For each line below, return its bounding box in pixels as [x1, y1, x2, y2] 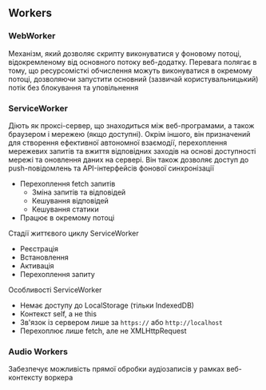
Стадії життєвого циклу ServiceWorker [8, 228, 139, 238]
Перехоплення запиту [19, 269, 96, 279]
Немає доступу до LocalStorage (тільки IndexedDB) [19, 300, 194, 310]
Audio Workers [8, 346, 68, 357]
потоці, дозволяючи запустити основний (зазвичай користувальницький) [8, 74, 259, 83]
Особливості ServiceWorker [8, 284, 102, 295]
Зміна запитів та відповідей [31, 187, 126, 197]
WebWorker [8, 30, 56, 42]
